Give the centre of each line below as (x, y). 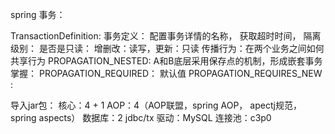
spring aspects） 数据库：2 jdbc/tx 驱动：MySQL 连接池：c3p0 (141, 117)
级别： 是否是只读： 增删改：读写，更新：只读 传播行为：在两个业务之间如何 (167, 48)
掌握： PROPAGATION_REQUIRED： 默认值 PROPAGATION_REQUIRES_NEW (166, 73)
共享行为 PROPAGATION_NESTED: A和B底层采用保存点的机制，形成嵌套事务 (166, 61)
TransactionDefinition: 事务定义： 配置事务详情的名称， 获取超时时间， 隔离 (166, 36)
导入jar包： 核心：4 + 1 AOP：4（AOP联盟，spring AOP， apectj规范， (156, 105)
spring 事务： (38, 14)
